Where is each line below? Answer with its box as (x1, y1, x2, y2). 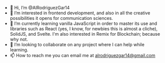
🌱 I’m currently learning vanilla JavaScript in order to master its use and (9, 20, 157, 26)
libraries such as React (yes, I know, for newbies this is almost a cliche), (9, 26, 158, 32)
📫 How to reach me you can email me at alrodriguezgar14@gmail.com (9, 53, 156, 58)
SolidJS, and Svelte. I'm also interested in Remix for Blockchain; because (9, 31, 160, 37)
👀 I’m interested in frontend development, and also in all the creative (9, 10, 150, 16)
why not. (9, 36, 28, 42)
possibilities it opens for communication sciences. (9, 15, 113, 21)
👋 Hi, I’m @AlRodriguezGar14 (9, 5, 70, 10)
